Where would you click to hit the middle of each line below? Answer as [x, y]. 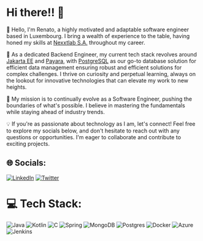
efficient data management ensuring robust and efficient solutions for [94, 67]
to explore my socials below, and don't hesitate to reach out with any [93, 131]
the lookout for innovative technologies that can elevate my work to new [98, 80]
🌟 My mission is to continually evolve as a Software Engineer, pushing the [99, 99]
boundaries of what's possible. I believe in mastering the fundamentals [96, 105]
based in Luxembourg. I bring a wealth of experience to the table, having [98, 36]
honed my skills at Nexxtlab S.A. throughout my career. [76, 42]
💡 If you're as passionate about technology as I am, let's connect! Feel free [101, 124]
